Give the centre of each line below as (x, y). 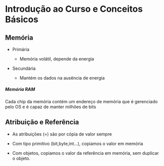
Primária (21, 49)
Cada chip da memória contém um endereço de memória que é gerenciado (82, 101)
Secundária (24, 68)
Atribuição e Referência (42, 122)
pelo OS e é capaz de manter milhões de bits (51, 107)
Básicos (22, 19)
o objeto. (21, 158)
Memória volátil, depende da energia (57, 59)
